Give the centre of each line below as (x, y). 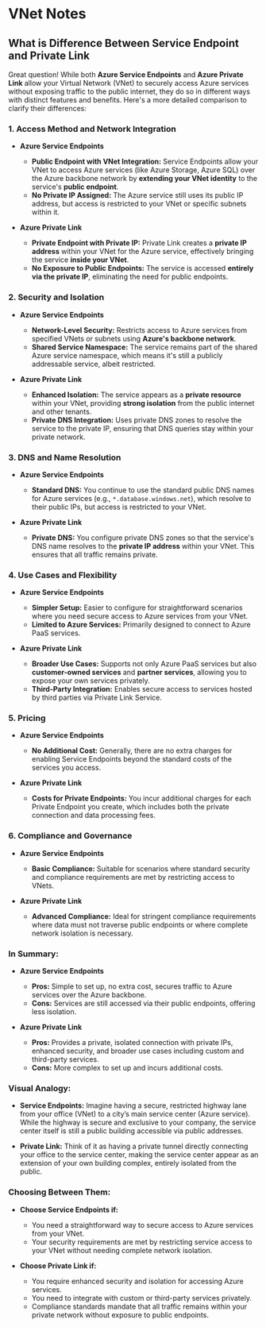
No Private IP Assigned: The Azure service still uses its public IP (137, 195)
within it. (45, 212)
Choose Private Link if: (58, 1265)
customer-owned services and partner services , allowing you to (139, 673)
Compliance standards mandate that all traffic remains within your (139, 1306)
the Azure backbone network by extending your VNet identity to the (145, 179)
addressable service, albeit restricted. (94, 364)
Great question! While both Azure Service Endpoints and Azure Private (126, 75)
